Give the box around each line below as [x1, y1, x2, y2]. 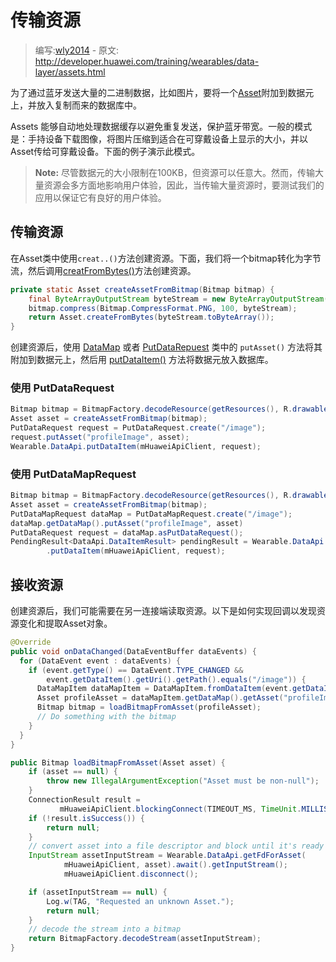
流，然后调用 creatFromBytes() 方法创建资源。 [10, 264, 197, 276]
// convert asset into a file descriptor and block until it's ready [28, 841, 325, 851]
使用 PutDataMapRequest [10, 467, 137, 481]
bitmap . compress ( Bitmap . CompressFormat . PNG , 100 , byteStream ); [28, 303, 298, 313]
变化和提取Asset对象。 [18, 617, 113, 630]
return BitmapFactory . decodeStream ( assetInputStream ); [28, 934, 262, 944]
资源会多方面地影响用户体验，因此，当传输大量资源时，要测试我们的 [43, 179, 325, 191]
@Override [10, 637, 52, 648]
